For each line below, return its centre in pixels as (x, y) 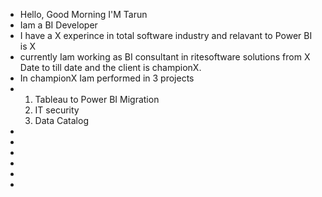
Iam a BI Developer (58, 25)
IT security (57, 110)
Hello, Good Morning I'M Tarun (83, 14)
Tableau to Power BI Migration (97, 99)
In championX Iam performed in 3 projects (107, 78)
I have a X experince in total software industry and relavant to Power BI (166, 35)
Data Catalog (61, 120)
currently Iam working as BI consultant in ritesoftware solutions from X (165, 57)
